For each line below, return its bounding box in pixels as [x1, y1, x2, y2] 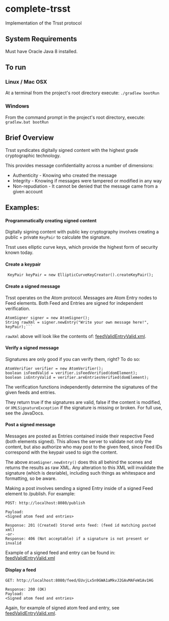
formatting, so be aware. [5, 475, 57, 481]
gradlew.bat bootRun [5, 119, 49, 125]
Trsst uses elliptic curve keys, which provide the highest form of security [5, 244, 158, 250]
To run [5, 63, 26, 72]
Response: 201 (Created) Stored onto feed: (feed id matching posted [5, 523, 156, 528]
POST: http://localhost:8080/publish [5, 500, 86, 505]
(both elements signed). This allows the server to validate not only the [5, 438, 152, 444]
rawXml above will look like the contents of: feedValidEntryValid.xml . [5, 333, 147, 339]
